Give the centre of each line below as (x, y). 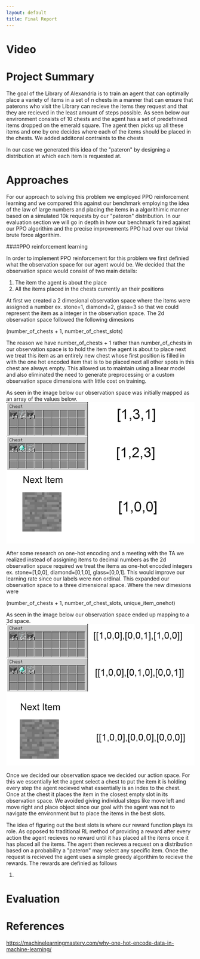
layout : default (26, 13)
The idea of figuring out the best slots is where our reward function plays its (99, 825)
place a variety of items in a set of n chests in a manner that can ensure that (100, 99)
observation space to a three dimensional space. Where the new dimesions (99, 585)
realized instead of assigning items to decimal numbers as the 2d (86, 559)
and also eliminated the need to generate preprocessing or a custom (90, 374)
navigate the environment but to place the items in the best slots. (86, 813)
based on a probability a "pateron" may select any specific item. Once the (97, 850)
